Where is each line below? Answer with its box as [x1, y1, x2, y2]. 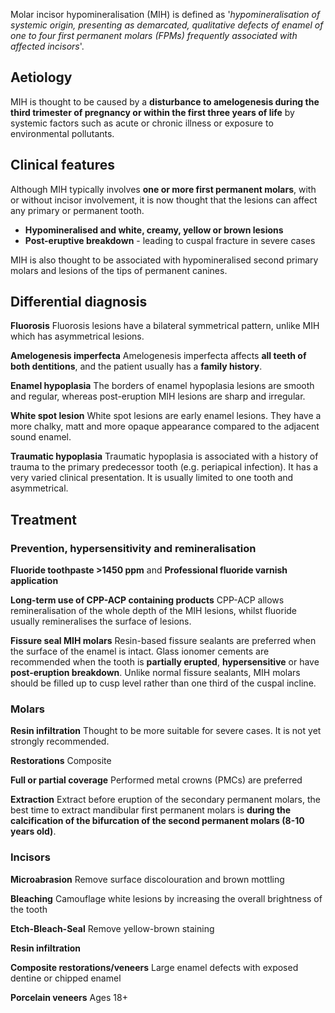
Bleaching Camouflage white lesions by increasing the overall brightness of [10, 892, 323, 904]
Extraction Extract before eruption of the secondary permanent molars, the [10, 794, 322, 806]
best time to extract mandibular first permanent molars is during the [10, 804, 292, 816]
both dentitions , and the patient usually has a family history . [10, 360, 263, 373]
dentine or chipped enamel [10, 972, 122, 984]
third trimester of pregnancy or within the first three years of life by [10, 106, 295, 118]
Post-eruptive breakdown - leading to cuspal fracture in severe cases [24, 234, 316, 246]
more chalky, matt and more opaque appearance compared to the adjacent [10, 420, 320, 433]
